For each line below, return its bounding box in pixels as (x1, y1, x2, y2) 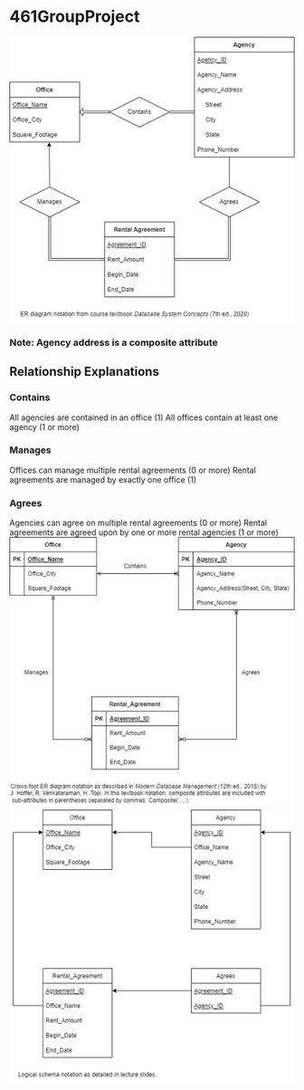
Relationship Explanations (9, 364, 160, 379)
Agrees (9, 496, 43, 509)
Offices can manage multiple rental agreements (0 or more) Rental (9, 464, 256, 475)
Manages (9, 444, 52, 456)
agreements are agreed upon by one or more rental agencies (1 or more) (9, 527, 279, 538)
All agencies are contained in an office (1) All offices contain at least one (9, 412, 279, 423)
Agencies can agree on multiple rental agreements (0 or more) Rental (9, 518, 268, 529)
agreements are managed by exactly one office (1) (9, 473, 197, 485)
